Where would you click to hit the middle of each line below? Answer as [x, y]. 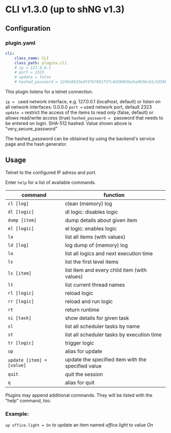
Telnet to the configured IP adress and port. [51, 172]
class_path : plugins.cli [41, 63]
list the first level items [92, 262]
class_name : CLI [32, 58]
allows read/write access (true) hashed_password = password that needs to [84, 118]
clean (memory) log [89, 203]
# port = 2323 [29, 73]
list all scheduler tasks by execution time [113, 334]
